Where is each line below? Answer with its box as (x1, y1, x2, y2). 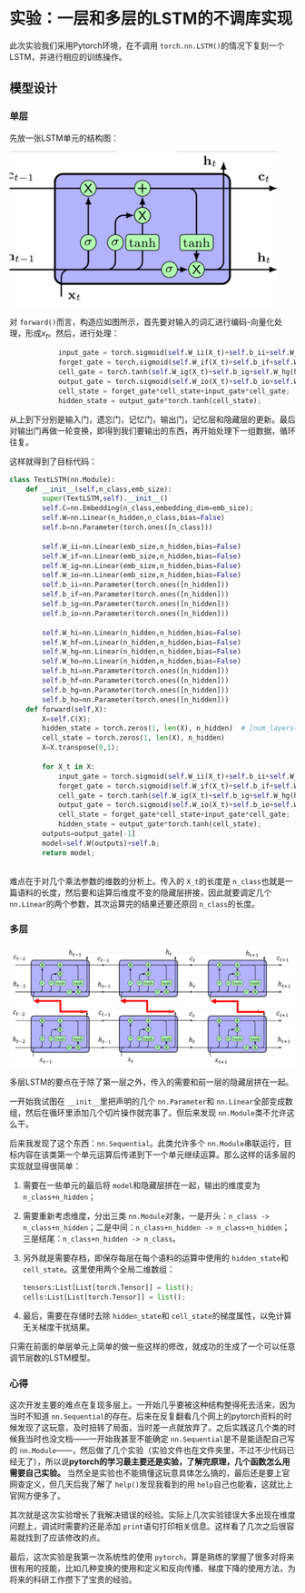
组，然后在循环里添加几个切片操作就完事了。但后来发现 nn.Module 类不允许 (9, 1106, 288, 1117)
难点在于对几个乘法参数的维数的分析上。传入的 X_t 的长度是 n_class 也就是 (9, 875, 286, 886)
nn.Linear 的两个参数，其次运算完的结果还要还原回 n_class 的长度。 (9, 898, 261, 909)
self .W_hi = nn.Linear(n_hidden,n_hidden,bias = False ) (42, 628, 242, 637)
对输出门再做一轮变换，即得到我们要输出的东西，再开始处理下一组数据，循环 (9, 425, 296, 436)
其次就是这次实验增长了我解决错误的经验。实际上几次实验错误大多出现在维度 (9, 1509, 296, 1520)
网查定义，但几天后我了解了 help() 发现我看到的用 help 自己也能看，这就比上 (9, 1479, 293, 1490)
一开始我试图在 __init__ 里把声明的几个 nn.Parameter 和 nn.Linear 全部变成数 (9, 1096, 293, 1106)
